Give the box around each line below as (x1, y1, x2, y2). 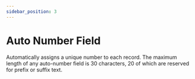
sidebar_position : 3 (6, 8, 57, 15)
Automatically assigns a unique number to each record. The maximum (6, 54, 177, 61)
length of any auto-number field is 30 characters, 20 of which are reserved (6, 60, 190, 67)
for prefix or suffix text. (6, 66, 63, 73)
